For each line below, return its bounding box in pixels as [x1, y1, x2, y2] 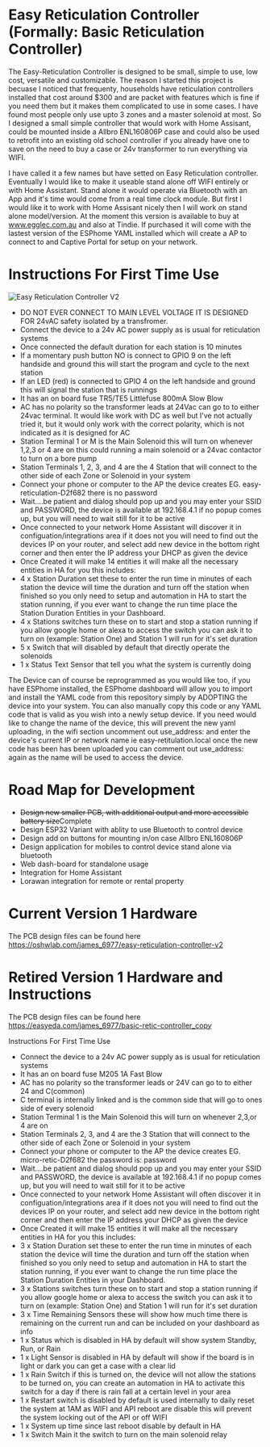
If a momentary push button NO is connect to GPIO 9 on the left [19, 350, 231, 360]
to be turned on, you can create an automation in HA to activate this [19, 1378, 246, 1387]
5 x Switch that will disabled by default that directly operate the [19, 642, 230, 652]
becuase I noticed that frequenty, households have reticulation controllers [8, 83, 254, 94]
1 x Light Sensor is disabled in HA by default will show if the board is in [19, 1352, 255, 1362]
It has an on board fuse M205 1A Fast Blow [19, 1069, 163, 1079]
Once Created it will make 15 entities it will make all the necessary [19, 1223, 239, 1233]
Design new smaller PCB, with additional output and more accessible [19, 807, 249, 817]
